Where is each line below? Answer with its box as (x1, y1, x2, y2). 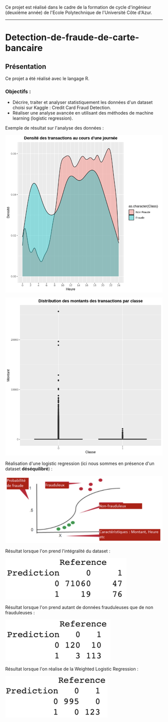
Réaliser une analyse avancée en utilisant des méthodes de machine (12, 110, 153, 116)
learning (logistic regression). (12, 115, 73, 122)
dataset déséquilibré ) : (5, 466, 52, 472)
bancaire (5, 43, 43, 54)
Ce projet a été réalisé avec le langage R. (5, 76, 89, 82)
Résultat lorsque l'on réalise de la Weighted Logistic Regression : (5, 665, 138, 672)
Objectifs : (5, 88, 31, 95)
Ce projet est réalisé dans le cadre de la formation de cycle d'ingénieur (5, 5, 151, 10)
